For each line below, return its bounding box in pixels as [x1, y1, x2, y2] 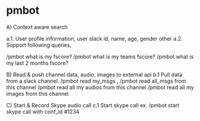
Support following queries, [6, 41, 72, 49]
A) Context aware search [6, 23, 68, 31]
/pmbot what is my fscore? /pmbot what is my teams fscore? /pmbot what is [6, 53, 194, 60]
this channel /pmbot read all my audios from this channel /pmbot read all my [6, 83, 195, 90]
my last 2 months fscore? [6, 59, 69, 66]
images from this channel [6, 90, 69, 97]
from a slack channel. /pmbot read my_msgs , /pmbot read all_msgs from [6, 77, 187, 84]
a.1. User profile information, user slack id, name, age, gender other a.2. [6, 35, 183, 42]
